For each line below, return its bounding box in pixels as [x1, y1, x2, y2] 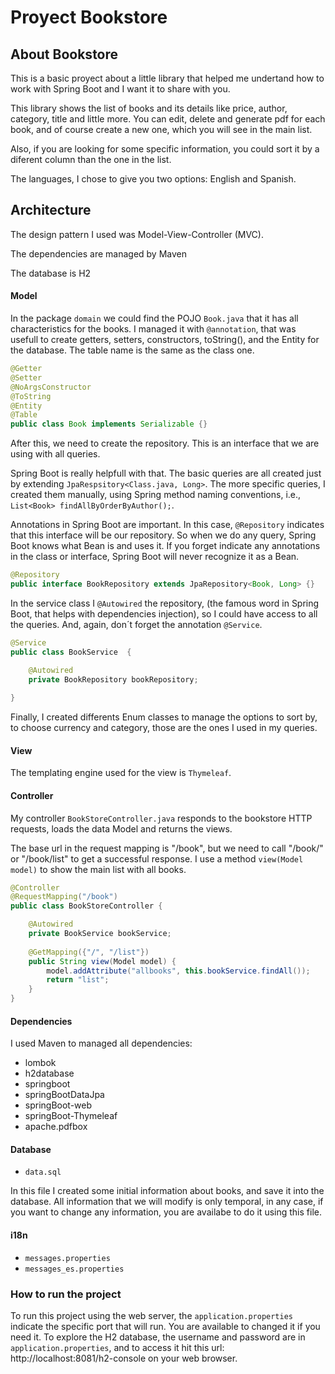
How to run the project [10, 1287, 122, 1301]
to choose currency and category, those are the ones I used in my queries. [10, 722, 318, 734]
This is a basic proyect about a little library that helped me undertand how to [10, 72, 325, 84]
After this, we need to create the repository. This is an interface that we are [10, 437, 320, 450]
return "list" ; [46, 975, 110, 985]
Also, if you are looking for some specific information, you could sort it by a [10, 143, 320, 155]
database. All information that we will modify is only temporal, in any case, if [10, 1196, 324, 1208]
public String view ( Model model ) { [28, 956, 177, 966]
